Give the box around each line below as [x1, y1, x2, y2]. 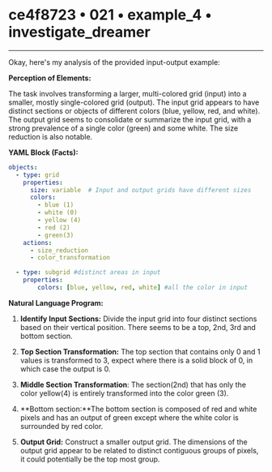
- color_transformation [29, 254, 111, 262]
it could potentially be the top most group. [19, 454, 160, 464]
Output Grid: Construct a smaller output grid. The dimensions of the [19, 436, 249, 447]
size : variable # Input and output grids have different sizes [29, 186, 252, 194]
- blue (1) [37, 201, 74, 209]
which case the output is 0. [19, 363, 111, 374]
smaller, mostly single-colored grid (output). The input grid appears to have [8, 97, 260, 107]
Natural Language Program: [8, 298, 104, 307]
